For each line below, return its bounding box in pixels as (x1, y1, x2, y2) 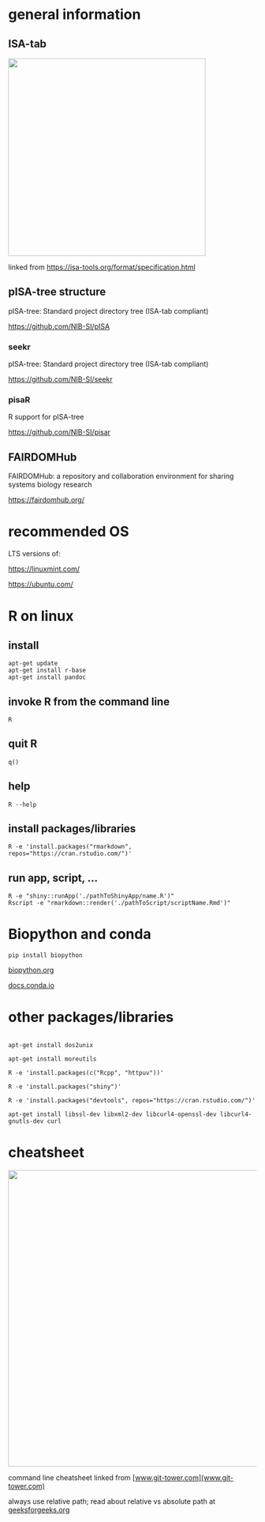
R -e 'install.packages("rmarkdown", (8, 843, 132, 851)
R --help (8, 801, 37, 808)
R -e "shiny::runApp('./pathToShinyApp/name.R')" (8, 892, 175, 900)
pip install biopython (8, 951, 83, 959)
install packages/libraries (8, 822, 136, 835)
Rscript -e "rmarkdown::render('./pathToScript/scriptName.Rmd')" (8, 899, 231, 907)
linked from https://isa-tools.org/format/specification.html (8, 262, 196, 272)
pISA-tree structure (8, 285, 106, 299)
